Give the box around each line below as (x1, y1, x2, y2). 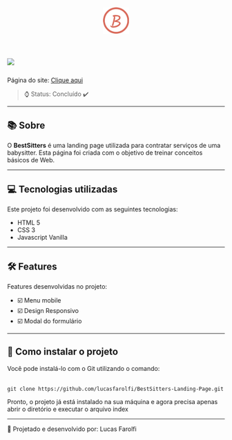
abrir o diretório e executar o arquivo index (7, 405, 129, 413)
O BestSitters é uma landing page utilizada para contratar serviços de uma (7, 142, 221, 150)
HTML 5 (17, 218, 41, 227)
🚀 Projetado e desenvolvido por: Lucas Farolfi (7, 425, 137, 433)
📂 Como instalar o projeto (7, 346, 119, 358)
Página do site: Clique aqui (7, 76, 84, 84)
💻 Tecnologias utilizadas (7, 183, 118, 195)
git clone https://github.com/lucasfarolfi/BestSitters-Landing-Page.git (7, 385, 224, 392)
